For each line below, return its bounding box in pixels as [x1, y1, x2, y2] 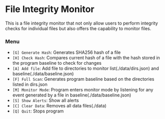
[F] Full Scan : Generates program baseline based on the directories [12, 76, 154, 82]
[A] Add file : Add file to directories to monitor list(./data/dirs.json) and [12, 65, 159, 71]
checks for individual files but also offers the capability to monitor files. [5, 25, 151, 31]
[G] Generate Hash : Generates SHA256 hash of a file [12, 49, 121, 56]
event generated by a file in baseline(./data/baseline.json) [12, 92, 131, 98]
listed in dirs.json [12, 81, 47, 87]
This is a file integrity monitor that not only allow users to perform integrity [5, 20, 158, 26]
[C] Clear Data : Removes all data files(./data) [12, 103, 106, 109]
